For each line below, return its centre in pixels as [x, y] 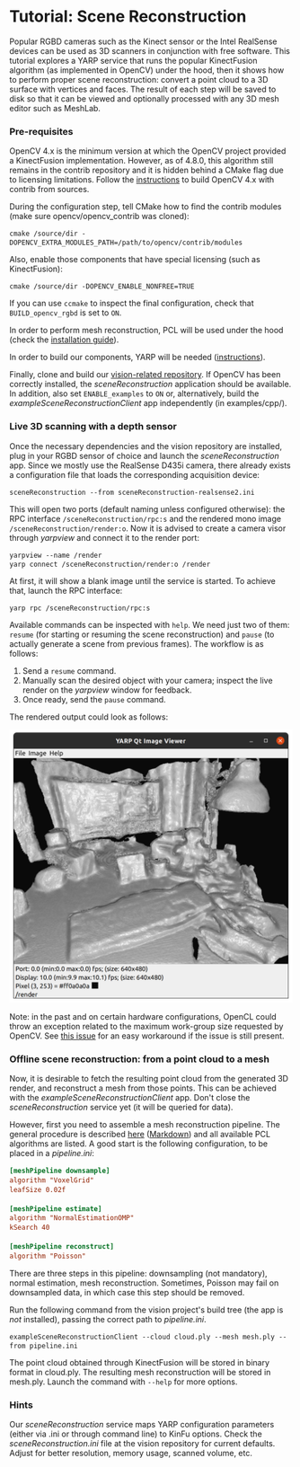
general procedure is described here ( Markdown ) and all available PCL [140, 1135]
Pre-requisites [41, 131]
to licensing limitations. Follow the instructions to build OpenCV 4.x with [142, 180]
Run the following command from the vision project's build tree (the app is [146, 1310]
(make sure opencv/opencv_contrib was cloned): [100, 217]
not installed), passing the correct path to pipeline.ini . [108, 1319]
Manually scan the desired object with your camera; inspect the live [147, 680]
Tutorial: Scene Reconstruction [128, 17]
